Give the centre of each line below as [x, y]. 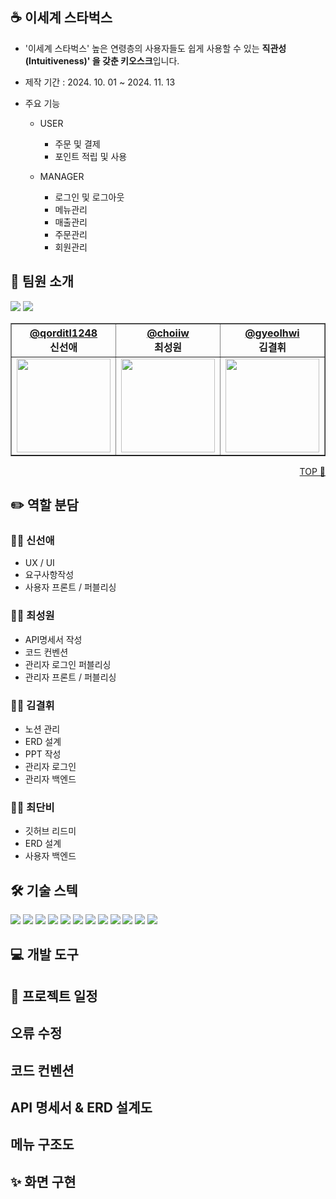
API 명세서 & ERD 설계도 [81, 1107]
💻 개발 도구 [44, 954]
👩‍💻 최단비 [32, 807]
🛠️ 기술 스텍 [44, 890]
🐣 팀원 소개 [42, 281]
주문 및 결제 [77, 144]
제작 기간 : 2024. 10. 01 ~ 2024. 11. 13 [100, 82]
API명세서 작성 [53, 639]
